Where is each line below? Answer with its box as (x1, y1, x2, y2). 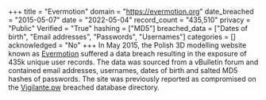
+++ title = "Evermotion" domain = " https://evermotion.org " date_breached (8, 7, 254, 16)
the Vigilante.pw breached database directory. (8, 83, 160, 92)
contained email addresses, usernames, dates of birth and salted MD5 (8, 66, 238, 75)
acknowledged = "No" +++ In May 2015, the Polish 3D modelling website (8, 40, 247, 50)
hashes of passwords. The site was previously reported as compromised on (8, 75, 256, 83)
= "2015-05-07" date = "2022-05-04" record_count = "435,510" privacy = (8, 15, 252, 25)
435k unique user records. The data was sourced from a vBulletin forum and (8, 57, 259, 67)
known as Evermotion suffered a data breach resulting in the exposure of (8, 49, 248, 58)
